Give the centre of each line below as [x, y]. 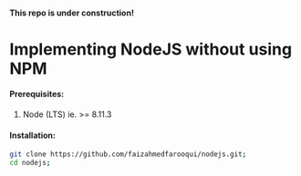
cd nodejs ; [30, 163]
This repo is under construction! [72, 13]
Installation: [33, 135]
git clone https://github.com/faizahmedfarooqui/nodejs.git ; [128, 154]
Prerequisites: [37, 94]
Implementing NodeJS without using [151, 49]
